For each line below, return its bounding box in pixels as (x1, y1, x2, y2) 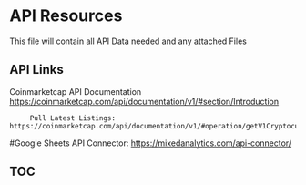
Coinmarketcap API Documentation (9, 86, 142, 97)
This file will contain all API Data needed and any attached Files (9, 36, 248, 46)
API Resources (9, 5, 123, 26)
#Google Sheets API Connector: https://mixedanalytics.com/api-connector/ (9, 138, 292, 149)
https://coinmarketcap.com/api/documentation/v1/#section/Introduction (9, 96, 280, 107)
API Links (9, 62, 64, 77)
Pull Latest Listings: (29, 113, 117, 123)
